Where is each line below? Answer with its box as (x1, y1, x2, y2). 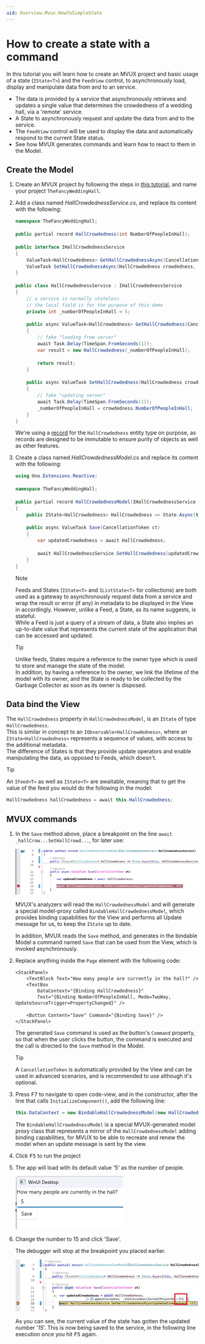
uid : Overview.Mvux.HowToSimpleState (6, 10, 103, 16)
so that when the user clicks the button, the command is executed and (15, 1036, 192, 1043)
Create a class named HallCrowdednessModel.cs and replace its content (15, 454, 198, 461)
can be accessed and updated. (15, 631, 93, 639)
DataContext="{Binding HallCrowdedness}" (37, 988, 145, 994)
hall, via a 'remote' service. (15, 108, 84, 116)
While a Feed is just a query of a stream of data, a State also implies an (15, 619, 194, 626)
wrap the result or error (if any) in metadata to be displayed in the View (15, 599, 194, 606)
